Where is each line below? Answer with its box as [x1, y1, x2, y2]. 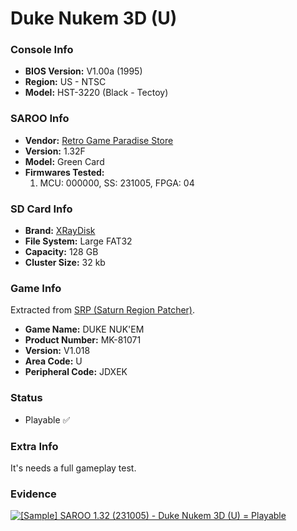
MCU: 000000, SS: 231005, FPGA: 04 [39, 177, 195, 189]
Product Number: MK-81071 [24, 334, 142, 346]
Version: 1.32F [24, 145, 86, 157]
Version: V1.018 [24, 345, 91, 357]
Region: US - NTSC [24, 76, 107, 88]
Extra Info [10, 439, 59, 453]
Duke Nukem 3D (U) [10, 7, 178, 30]
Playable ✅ [24, 413, 71, 426]
